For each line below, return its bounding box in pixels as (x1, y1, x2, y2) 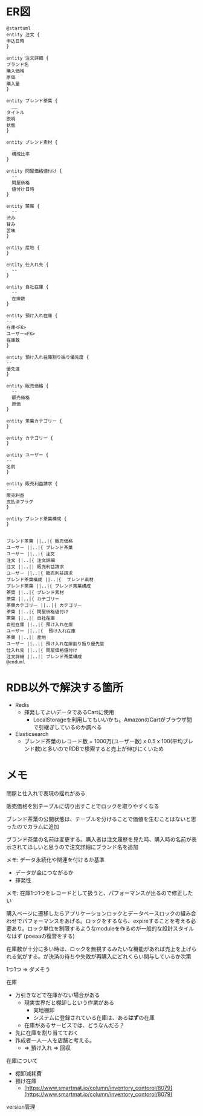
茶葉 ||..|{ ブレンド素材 (6, 589, 65, 595)
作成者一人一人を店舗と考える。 (14, 1036, 95, 1043)
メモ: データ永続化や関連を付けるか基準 (6, 856, 105, 863)
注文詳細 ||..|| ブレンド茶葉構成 (6, 653, 82, 660)
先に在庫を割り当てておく (14, 1029, 79, 1036)
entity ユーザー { (6, 452, 49, 458)
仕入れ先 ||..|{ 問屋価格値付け (6, 647, 78, 653)
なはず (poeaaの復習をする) (6, 932, 76, 940)
